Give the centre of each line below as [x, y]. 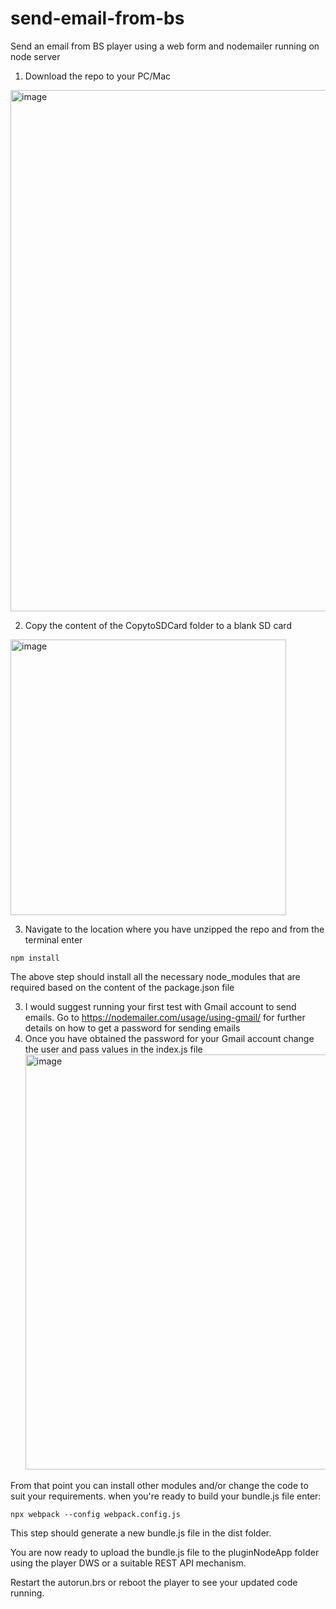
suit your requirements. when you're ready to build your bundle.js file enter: [166, 1496]
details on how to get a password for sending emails [132, 1028]
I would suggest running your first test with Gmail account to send [160, 1006]
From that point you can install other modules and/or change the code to [159, 1485]
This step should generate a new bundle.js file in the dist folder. [141, 1533]
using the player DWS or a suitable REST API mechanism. [128, 1563]
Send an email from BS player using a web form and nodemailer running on [165, 46]
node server [35, 56]
